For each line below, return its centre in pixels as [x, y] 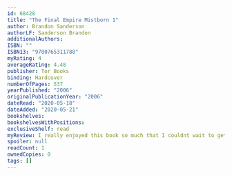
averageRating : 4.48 [37, 65]
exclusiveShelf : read [38, 129]
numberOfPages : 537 [35, 84]
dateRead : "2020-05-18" [41, 103]
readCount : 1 [26, 148]
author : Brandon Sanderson [46, 26]
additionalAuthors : [35, 39]
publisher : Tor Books [38, 71]
